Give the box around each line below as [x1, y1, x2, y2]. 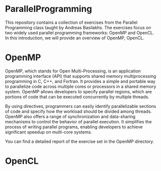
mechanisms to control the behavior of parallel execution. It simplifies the [5, 119, 152, 124]
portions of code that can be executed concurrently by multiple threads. [5, 94, 149, 100]
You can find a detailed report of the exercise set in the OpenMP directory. [5, 138, 154, 144]
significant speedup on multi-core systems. [5, 129, 92, 135]
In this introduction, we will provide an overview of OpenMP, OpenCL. [5, 35, 144, 41]
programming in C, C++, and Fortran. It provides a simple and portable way [5, 78, 156, 84]
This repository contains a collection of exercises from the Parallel [5, 19, 138, 25]
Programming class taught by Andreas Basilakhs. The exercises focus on [5, 24, 151, 30]
